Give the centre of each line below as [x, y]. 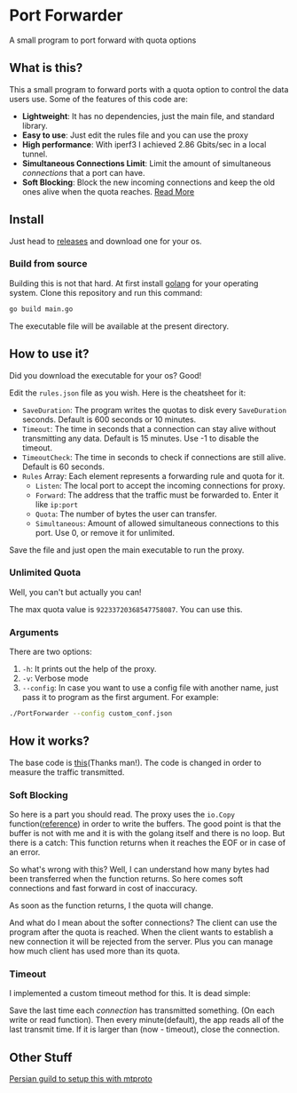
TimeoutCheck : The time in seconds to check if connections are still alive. [154, 457]
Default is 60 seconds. [63, 467]
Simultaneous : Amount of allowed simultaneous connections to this [157, 523]
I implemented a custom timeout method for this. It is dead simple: [130, 993]
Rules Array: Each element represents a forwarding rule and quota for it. [153, 475]
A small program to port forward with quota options [103, 40]
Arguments [34, 632]
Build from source [48, 264]
